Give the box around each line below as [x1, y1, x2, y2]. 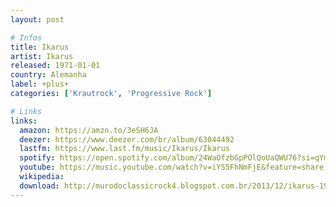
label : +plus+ [10, 79, 70, 90]
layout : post [10, 14, 65, 25]
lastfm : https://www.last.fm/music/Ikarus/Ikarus [19, 144, 230, 154]
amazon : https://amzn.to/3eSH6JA [19, 125, 159, 135]
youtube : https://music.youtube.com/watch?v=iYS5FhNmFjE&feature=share [19, 162, 325, 173]
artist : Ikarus [10, 51, 74, 61]
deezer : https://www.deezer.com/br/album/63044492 [19, 134, 235, 145]
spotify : [19, 153, 56, 163]
